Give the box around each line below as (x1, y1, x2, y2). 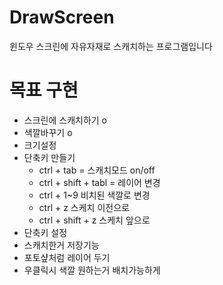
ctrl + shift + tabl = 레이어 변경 (38, 176, 161, 188)
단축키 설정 (23, 226, 68, 238)
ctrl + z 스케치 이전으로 (38, 201, 130, 213)
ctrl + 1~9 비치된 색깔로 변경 (38, 189, 151, 201)
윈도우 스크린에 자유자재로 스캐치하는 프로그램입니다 (9, 40, 213, 52)
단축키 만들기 (23, 151, 76, 163)
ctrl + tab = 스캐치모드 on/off (38, 164, 156, 176)
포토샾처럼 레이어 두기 (23, 251, 111, 263)
